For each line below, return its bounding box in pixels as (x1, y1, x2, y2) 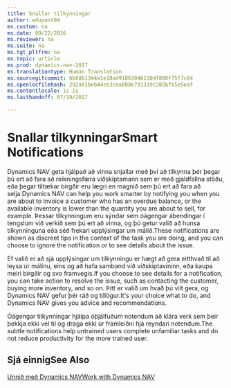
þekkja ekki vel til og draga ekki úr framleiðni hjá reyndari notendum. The (7, 319, 213, 328)
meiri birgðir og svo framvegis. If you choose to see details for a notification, (7, 269, 223, 277)
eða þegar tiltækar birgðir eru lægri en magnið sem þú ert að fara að (7, 182, 201, 191)
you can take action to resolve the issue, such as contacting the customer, (7, 276, 219, 285)
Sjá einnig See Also (7, 354, 90, 366)
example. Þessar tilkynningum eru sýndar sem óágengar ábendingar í (7, 211, 205, 220)
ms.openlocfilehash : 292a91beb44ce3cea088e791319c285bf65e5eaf (7, 81, 194, 88)
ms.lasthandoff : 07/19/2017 (7, 94, 89, 101)
